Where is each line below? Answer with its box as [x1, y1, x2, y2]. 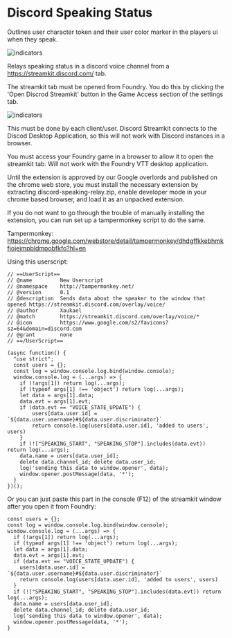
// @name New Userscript [7, 277, 104, 284]
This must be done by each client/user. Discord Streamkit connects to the [7, 124, 217, 132]
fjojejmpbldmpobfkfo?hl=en [7, 244, 87, 252]
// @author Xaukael [7, 307, 82, 314]
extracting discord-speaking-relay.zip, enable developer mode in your [7, 188, 207, 196]
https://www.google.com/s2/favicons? [60, 319, 169, 326]
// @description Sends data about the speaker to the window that [7, 295, 206, 302]
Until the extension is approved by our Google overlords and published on [7, 173, 218, 181]
